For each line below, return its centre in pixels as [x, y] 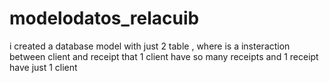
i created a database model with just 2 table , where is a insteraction [150, 46]
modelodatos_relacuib [104, 18]
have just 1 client [43, 67]
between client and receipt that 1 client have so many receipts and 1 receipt [164, 56]
